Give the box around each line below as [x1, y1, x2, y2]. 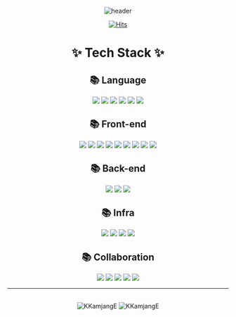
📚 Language [89, 74, 147, 86]
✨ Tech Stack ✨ [71, 45, 165, 61]
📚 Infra [101, 207, 135, 219]
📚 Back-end [90, 162, 146, 175]
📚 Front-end [89, 118, 147, 130]
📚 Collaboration [81, 251, 155, 263]
